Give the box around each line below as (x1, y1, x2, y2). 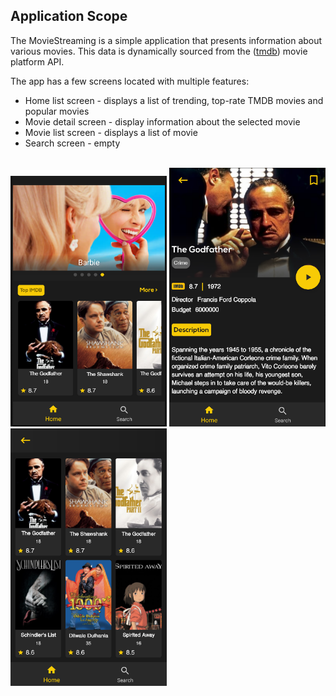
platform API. (10, 55, 65, 68)
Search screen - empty (24, 137, 121, 149)
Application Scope (10, 8, 128, 25)
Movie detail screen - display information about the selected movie (24, 115, 301, 128)
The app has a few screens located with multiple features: (10, 75, 250, 87)
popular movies (24, 105, 90, 117)
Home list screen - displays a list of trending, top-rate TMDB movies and (24, 94, 324, 106)
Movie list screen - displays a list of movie (24, 126, 198, 138)
